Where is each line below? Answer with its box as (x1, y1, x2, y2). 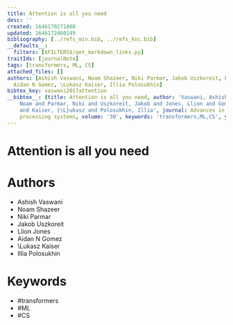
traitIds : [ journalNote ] (7, 55, 79, 62)
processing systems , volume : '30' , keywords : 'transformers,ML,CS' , (19, 113, 222, 120)
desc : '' (7, 17, 33, 24)
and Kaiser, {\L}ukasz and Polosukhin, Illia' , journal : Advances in (19, 107, 225, 114)
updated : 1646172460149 (7, 29, 76, 37)
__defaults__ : (7, 42, 49, 49)
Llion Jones (17, 227, 51, 236)
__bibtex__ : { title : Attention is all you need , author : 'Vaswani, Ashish (7, 94, 228, 101)
